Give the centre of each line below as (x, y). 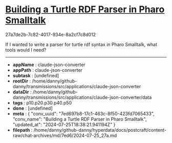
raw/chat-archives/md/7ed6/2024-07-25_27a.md (65, 135)
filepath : (23, 130)
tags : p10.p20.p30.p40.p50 (42, 103)
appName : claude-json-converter (49, 65)
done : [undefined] (33, 108)
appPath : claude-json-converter (48, 70)
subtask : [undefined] (36, 75)
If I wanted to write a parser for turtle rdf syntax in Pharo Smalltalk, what (81, 44)
